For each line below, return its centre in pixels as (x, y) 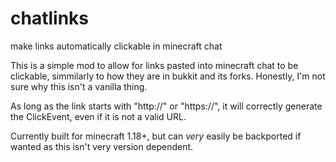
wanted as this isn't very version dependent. (102, 146)
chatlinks (50, 18)
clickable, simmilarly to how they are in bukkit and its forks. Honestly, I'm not (168, 76)
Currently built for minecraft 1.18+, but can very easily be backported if (156, 136)
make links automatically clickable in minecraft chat (116, 46)
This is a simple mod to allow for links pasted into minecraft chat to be (154, 65)
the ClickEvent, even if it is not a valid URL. (98, 116)
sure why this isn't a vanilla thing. (79, 86)
